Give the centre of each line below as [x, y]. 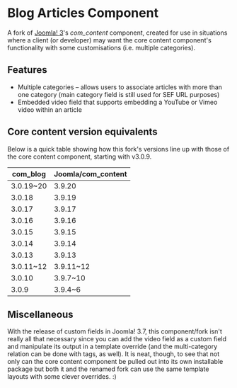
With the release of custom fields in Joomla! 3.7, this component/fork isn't [115, 331]
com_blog [29, 173]
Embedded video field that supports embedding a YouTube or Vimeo [117, 102]
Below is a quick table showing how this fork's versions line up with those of [118, 149]
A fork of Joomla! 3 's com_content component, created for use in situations [117, 33]
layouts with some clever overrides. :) [62, 377]
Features [27, 70]
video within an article [50, 109]
